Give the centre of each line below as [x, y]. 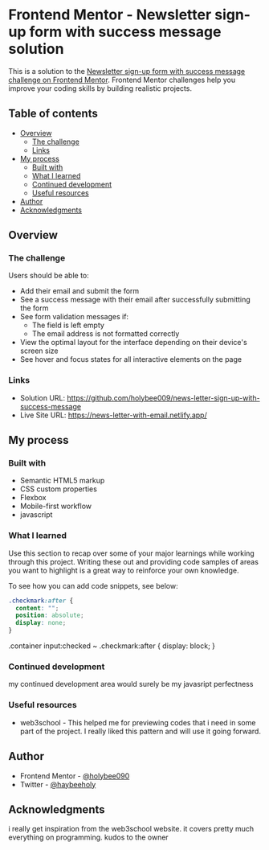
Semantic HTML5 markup [62, 481]
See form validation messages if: [74, 317]
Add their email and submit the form [79, 291]
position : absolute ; [50, 616]
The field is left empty [68, 325]
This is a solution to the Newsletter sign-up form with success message [127, 71]
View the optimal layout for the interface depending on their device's [133, 343]
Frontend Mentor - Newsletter [110, 15]
